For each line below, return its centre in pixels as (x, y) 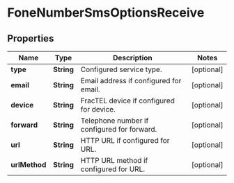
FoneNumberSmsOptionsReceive (106, 13)
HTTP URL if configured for (125, 140)
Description (133, 58)
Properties (31, 38)
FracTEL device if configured (128, 101)
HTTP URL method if (114, 160)
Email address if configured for (131, 81)
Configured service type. (121, 69)
